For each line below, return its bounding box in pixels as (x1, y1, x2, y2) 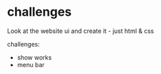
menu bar (17, 60, 45, 69)
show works (17, 53, 52, 62)
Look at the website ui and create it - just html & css (7, 27, 154, 35)
